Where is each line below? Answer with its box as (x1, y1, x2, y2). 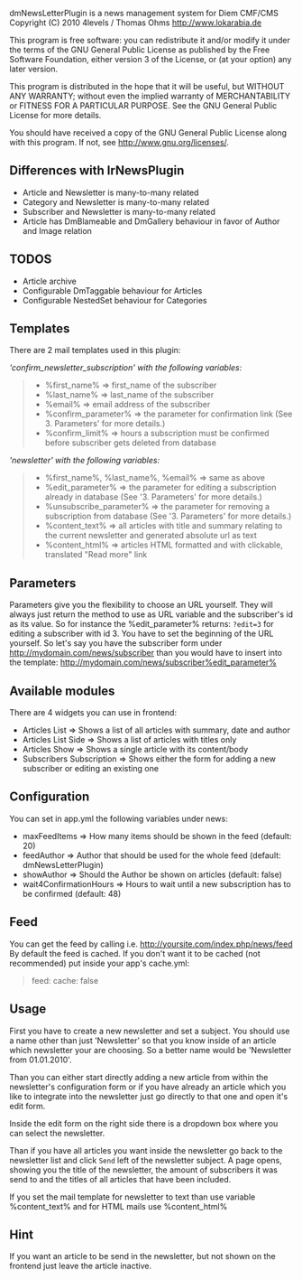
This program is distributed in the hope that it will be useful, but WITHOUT (9, 81, 285, 91)
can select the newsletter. (9, 1127, 105, 1138)
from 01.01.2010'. (9, 1054, 72, 1065)
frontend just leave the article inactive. (9, 1260, 151, 1272)
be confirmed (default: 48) (22, 888, 122, 899)
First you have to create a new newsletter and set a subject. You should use (9, 1025, 290, 1036)
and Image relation (22, 225, 93, 236)
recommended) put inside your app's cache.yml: (9, 958, 190, 968)
